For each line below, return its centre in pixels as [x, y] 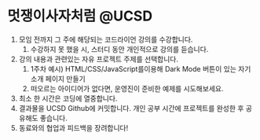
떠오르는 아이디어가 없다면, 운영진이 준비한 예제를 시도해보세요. [127, 88]
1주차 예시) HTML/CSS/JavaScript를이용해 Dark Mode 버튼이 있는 [134, 68]
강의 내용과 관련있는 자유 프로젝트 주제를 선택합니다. [98, 59]
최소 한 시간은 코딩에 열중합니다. [68, 98]
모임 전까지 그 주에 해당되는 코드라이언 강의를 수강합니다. [106, 39]
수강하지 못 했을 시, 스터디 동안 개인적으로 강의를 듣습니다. [119, 49]
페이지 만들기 [65, 79]
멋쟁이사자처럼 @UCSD [80, 16]
